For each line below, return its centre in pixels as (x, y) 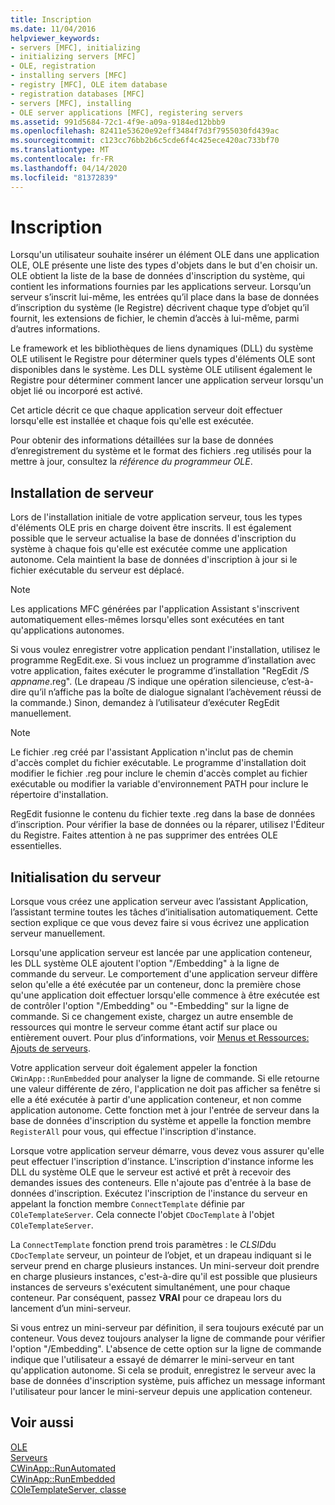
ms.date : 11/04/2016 (53, 29)
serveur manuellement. (58, 933)
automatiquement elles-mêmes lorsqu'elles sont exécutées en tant (147, 620)
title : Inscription (51, 19)
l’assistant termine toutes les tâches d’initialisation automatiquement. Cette (164, 912)
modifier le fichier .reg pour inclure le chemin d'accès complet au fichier (159, 773)
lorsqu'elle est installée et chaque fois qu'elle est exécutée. (132, 421)
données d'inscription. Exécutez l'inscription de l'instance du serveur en (159, 1193)
